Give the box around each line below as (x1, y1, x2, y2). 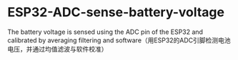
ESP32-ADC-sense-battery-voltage (7, 4, 225, 20)
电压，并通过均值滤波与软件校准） (7, 44, 108, 53)
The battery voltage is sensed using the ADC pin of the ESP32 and (7, 28, 204, 36)
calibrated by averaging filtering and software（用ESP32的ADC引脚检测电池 (7, 36, 231, 44)
